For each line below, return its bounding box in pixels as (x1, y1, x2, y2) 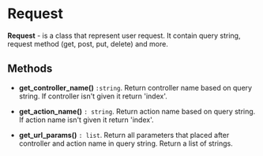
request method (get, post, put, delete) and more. (7, 39, 169, 48)
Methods (7, 62, 53, 76)
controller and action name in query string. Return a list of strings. (18, 139, 234, 148)
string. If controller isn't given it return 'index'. (18, 91, 167, 101)
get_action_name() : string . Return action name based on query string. (18, 106, 256, 116)
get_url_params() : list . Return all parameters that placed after (18, 130, 230, 139)
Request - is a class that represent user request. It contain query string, (7, 31, 241, 40)
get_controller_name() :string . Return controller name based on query (18, 83, 253, 92)
